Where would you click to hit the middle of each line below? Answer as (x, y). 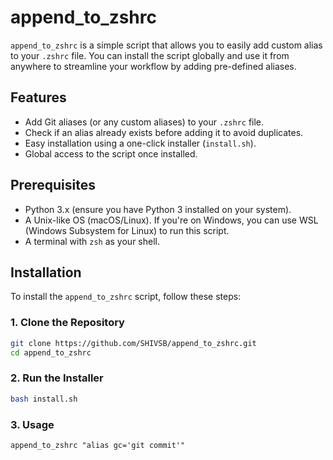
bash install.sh (44, 399)
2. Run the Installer (57, 378)
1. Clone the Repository (67, 323)
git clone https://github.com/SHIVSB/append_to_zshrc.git (133, 343)
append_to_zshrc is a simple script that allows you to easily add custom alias (166, 45)
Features (38, 97)
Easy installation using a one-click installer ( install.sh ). (140, 143)
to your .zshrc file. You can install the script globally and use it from (150, 55)
